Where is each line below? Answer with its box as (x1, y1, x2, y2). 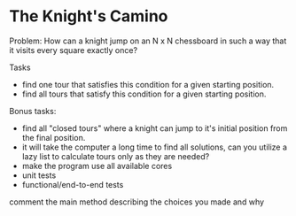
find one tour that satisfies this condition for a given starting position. (21, 79, 275, 89)
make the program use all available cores (21, 160, 173, 171)
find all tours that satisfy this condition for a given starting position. (21, 89, 267, 99)
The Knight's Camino (9, 6, 168, 27)
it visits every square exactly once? (9, 44, 138, 55)
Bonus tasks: (9, 105, 57, 116)
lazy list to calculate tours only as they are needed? (21, 150, 210, 161)
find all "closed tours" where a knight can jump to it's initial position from (21, 122, 288, 134)
